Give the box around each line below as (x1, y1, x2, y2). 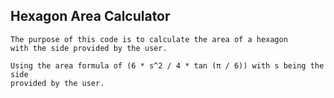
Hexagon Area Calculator (10, 8, 171, 25)
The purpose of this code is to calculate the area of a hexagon (10, 34, 288, 44)
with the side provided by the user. (10, 43, 168, 53)
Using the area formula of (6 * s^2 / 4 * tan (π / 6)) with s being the (10, 60, 325, 71)
